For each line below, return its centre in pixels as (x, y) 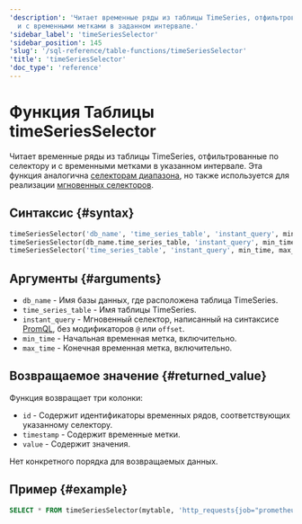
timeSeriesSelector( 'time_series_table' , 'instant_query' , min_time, (142, 251)
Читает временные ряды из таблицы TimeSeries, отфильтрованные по (144, 156)
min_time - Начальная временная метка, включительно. (129, 339)
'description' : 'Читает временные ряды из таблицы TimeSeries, (130, 18)
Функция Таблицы (82, 112)
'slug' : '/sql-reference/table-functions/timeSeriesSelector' (128, 51)
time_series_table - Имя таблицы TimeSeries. (109, 310)
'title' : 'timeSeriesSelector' (68, 59)
